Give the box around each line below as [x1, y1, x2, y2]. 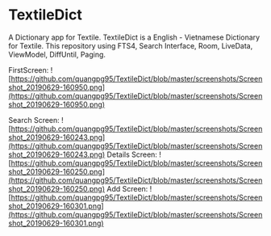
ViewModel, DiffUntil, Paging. [8, 49, 106, 59]
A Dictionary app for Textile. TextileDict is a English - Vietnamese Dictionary [8, 32, 261, 42]
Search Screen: [8, 115, 60, 124]
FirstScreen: [8, 65, 49, 74]
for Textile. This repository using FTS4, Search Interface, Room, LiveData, [8, 40, 253, 50]
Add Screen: [106, 183, 148, 193]
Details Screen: [106, 150, 157, 159]
